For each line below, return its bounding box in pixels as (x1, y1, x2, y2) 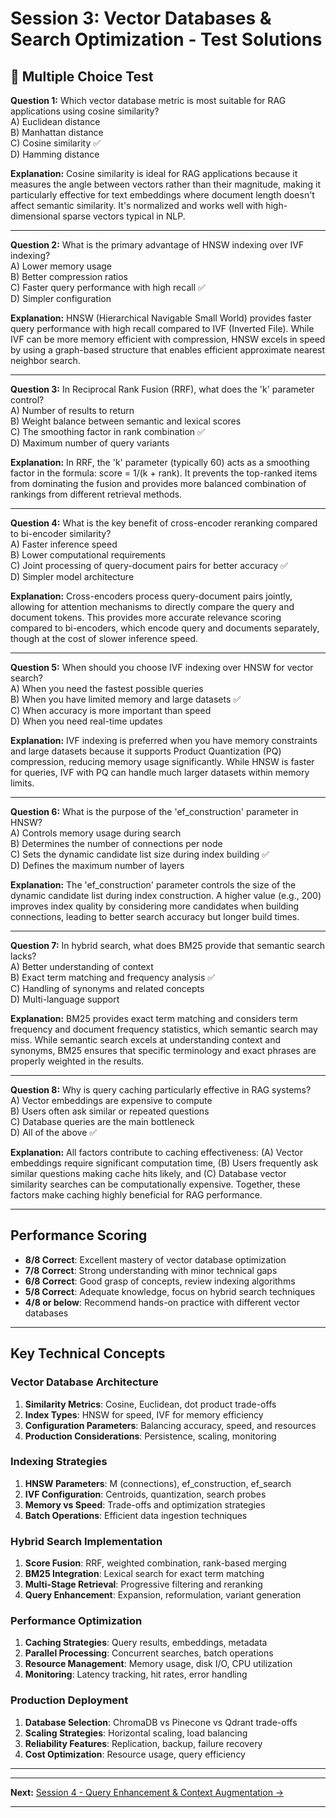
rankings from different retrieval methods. (10, 488, 183, 500)
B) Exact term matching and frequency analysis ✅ (10, 972, 216, 983)
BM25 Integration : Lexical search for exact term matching (24, 1568, 265, 1580)
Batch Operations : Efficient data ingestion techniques (24, 1509, 248, 1521)
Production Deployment (10, 1693, 129, 1707)
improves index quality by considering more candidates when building (10, 900, 300, 912)
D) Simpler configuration (10, 293, 112, 304)
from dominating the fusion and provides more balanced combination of (10, 478, 307, 489)
